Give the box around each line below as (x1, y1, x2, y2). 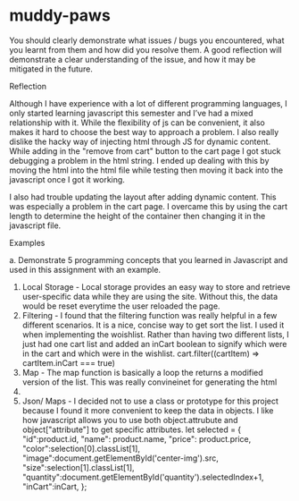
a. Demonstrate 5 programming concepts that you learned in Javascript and (9, 254, 288, 265)
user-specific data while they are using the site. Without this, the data (21, 291, 278, 301)
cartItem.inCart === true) (21, 357, 116, 368)
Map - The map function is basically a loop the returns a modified (21, 367, 263, 378)
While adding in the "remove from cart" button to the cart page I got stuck (9, 145, 281, 157)
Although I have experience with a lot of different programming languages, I (9, 98, 287, 108)
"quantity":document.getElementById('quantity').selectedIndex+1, (21, 471, 265, 482)
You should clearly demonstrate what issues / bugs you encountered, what (9, 35, 285, 46)
